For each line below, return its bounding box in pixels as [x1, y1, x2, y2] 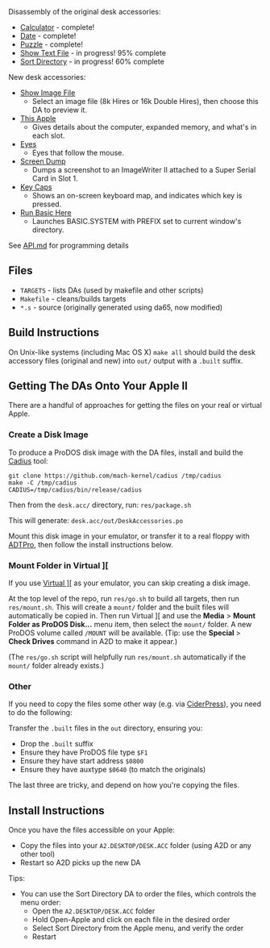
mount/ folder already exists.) [8, 661, 105, 671]
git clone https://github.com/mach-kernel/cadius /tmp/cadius [8, 472, 222, 480]
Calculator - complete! [19, 23, 95, 31]
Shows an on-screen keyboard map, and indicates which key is [31, 191, 243, 200]
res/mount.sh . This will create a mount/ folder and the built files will [8, 602, 230, 612]
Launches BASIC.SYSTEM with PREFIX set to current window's [31, 217, 242, 226]
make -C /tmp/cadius [8, 479, 78, 487]
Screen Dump [19, 156, 66, 166]
